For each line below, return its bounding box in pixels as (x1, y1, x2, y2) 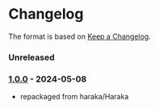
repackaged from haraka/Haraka (19, 92, 129, 102)
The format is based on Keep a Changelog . (8, 31, 151, 41)
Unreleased (8, 52, 55, 63)
